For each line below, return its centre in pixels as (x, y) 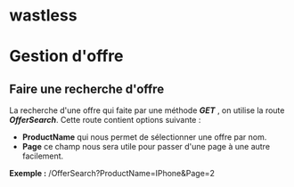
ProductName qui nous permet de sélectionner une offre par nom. (144, 137)
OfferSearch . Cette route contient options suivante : (105, 120)
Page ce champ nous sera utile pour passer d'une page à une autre (146, 147)
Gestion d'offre (66, 57)
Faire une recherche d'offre (87, 89)
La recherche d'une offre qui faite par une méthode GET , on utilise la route (147, 110)
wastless (43, 16)
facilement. (43, 156)
